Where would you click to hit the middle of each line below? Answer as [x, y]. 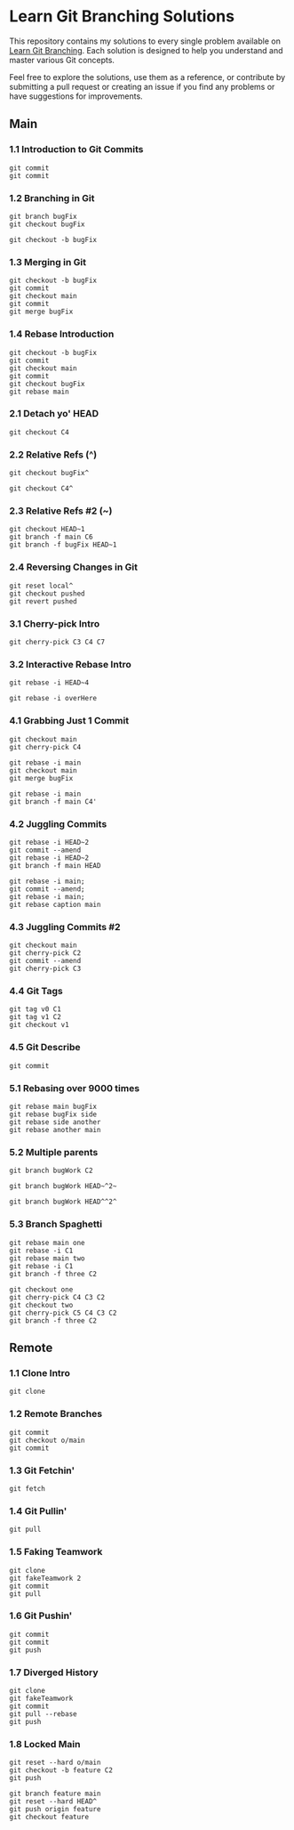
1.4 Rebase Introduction [62, 334]
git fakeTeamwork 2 [45, 1578]
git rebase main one [48, 1243]
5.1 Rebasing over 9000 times [75, 1088]
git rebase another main [55, 1130]
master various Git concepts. [62, 60]
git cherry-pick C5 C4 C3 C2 [63, 1313]
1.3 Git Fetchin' [42, 1470]
